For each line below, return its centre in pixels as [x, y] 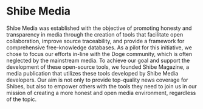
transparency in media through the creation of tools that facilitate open [95, 34]
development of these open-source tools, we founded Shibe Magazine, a [98, 67]
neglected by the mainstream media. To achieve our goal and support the [98, 60]
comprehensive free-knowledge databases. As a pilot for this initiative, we [99, 47]
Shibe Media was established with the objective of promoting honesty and [99, 28]
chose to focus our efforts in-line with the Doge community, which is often [99, 54]
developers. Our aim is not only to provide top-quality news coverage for [97, 80]
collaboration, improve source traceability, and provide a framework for [95, 41]
